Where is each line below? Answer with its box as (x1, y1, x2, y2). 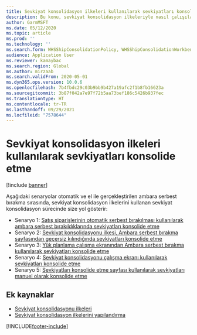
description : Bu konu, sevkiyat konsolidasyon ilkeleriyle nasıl (6, 14, 169, 20)
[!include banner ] (6, 182, 48, 189)
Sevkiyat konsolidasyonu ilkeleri (14, 305, 92, 312)
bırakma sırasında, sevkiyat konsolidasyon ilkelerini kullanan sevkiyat (6, 199, 173, 206)
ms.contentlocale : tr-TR (6, 101, 67, 107)
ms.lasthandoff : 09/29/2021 (6, 107, 75, 112)
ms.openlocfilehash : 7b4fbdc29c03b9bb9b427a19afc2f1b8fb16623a (6, 85, 164, 91)
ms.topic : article (6, 30, 51, 36)
